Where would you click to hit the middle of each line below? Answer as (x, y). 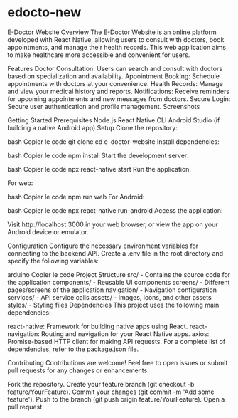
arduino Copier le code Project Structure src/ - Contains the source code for (119, 274)
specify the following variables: (53, 261)
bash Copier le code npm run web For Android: (76, 197)
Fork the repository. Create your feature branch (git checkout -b (101, 384)
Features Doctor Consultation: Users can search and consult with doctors (115, 68)
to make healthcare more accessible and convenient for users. (99, 55)
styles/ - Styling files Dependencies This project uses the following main (113, 305)
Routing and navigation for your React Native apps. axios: (125, 334)
